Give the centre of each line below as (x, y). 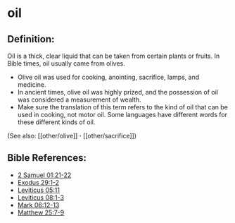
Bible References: (47, 158)
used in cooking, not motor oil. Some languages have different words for (122, 115)
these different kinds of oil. (56, 122)
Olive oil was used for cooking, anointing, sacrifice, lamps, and (108, 77)
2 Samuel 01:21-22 (44, 175)
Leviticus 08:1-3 (41, 197)
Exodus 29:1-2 (38, 182)
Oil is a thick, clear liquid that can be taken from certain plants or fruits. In (114, 56)
